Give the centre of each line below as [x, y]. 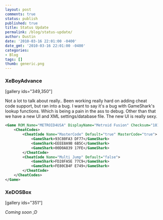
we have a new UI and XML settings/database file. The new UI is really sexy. [81, 116]
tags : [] [14, 59]
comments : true [20, 14]
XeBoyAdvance [24, 81]
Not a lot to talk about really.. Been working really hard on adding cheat [76, 101]
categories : [17, 50]
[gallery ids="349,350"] [29, 92]
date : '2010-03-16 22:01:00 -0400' [41, 41]
